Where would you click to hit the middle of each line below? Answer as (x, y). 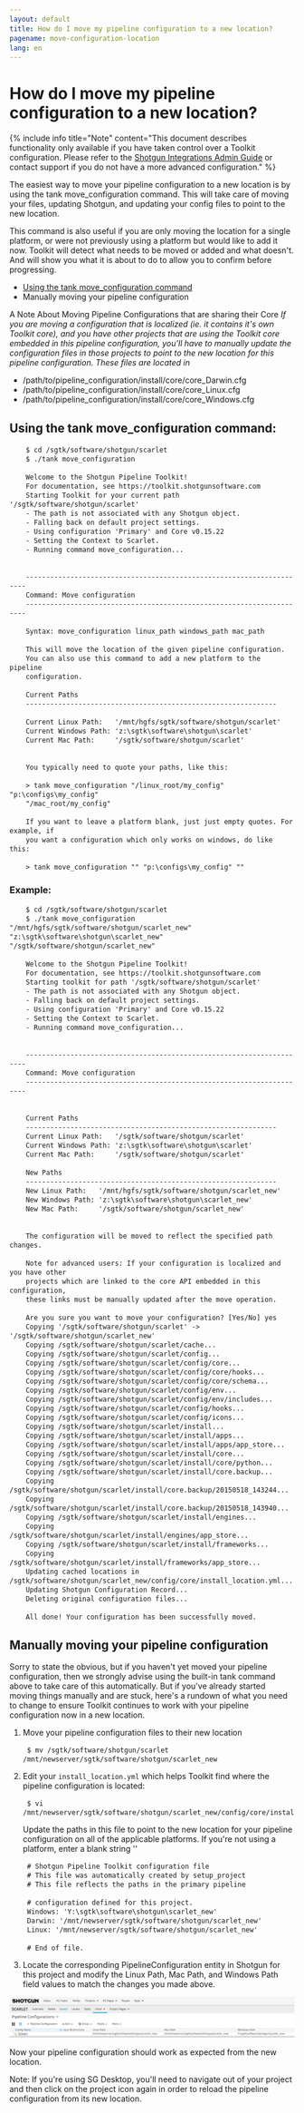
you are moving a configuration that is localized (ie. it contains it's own (142, 324)
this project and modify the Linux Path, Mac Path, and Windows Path (150, 1975)
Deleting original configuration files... (107, 1599)
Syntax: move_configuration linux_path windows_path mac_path (145, 631)
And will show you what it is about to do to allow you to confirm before (141, 260)
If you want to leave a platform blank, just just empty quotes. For (160, 822)
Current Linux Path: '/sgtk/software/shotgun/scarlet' (135, 1137)
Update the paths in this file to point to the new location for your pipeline (157, 1830)
